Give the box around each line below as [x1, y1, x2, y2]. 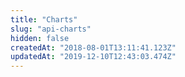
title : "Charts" [10, 14, 78, 25]
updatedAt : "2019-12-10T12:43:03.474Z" [10, 52, 177, 62]
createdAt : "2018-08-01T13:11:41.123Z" [10, 42, 177, 53]
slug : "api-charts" [10, 24, 92, 34]
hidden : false [10, 33, 70, 43]
